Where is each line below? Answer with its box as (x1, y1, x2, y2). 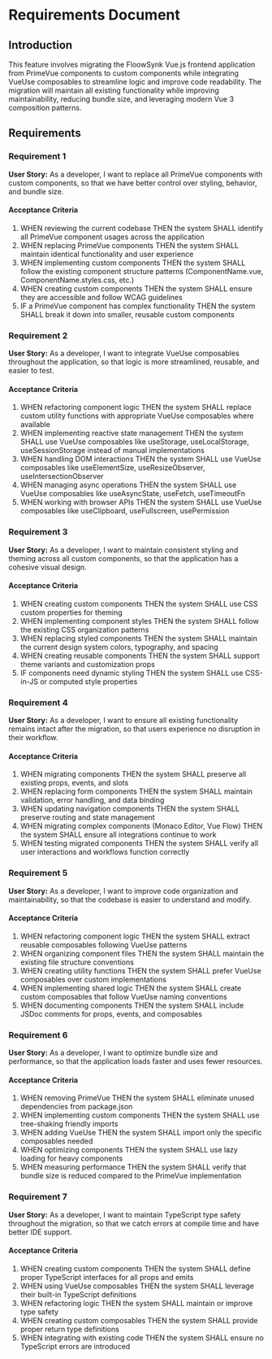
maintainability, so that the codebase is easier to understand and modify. (8, 895, 252, 904)
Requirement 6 (8, 1029, 68, 1040)
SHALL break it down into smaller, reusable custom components (19, 309, 235, 319)
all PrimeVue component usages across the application (19, 232, 205, 242)
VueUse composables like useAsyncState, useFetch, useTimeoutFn (19, 489, 246, 499)
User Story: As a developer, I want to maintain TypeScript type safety (8, 1209, 241, 1219)
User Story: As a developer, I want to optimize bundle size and (8, 1048, 218, 1058)
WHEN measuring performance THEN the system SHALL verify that (19, 1162, 247, 1172)
